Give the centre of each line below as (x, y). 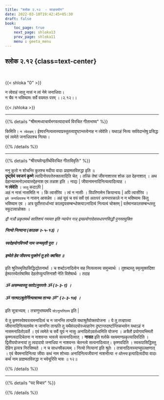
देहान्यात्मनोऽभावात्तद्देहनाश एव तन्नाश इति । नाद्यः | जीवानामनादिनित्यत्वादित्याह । (66, 181)
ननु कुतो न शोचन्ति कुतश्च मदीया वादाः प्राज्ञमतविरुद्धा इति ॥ (50, 170)
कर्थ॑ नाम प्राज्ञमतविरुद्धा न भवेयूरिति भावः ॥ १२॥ (41, 359)
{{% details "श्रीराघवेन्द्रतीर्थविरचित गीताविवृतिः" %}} (48, 161)
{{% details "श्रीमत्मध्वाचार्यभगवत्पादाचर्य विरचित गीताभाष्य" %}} (57, 121)
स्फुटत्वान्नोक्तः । (18, 209)
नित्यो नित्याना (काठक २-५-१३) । (32, 230)
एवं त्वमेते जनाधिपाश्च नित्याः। (28, 137)
